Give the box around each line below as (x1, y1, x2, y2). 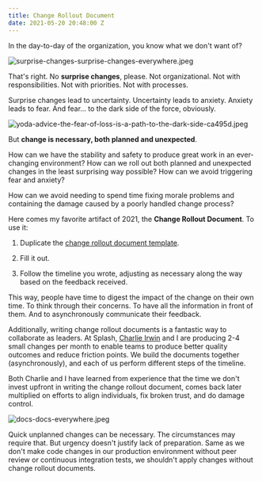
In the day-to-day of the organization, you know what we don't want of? (8, 40, 243, 50)
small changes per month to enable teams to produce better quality (8, 342, 228, 351)
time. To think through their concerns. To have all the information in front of (8, 300, 253, 310)
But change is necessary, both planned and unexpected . (8, 134, 198, 143)
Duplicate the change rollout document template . (19, 238, 180, 247)
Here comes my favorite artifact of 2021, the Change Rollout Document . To (8, 214, 255, 223)
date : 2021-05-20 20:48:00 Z (8, 19, 104, 27)
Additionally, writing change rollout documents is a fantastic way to (8, 324, 227, 334)
